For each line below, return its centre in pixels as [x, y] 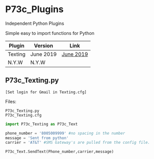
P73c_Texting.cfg [23, 115]
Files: [11, 101]
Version [44, 46]
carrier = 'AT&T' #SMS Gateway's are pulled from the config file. [78, 143]
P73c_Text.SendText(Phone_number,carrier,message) [60, 152]
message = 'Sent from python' [37, 138]
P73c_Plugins [35, 9]
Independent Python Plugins [35, 23]
